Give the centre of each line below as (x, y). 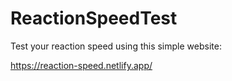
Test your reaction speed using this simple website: (116, 46)
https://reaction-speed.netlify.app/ (81, 65)
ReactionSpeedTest (94, 18)
